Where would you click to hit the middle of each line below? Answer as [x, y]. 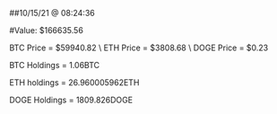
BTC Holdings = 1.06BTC [55, 65]
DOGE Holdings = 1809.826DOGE [71, 100]
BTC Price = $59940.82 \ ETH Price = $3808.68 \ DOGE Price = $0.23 [139, 48]
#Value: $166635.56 [46, 30]
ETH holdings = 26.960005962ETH [74, 83]
